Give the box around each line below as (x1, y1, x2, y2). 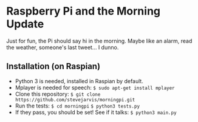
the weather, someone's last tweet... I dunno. (6, 44, 119, 51)
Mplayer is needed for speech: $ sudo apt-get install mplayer (15, 84, 175, 91)
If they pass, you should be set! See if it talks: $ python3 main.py (15, 108, 177, 116)
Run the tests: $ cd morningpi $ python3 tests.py (15, 102, 140, 109)
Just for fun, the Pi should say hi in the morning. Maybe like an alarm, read (6, 37, 193, 44)
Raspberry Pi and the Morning (6, 4, 161, 18)
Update (6, 17, 44, 31)
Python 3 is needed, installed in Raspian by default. (15, 77, 144, 84)
